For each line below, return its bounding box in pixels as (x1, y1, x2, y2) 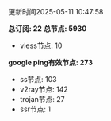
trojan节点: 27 (19, 95, 65, 103)
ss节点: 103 (19, 75, 57, 84)
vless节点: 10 (19, 41, 63, 50)
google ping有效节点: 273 (8, 58, 94, 67)
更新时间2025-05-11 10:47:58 (8, 7, 104, 16)
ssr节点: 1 (19, 104, 52, 114)
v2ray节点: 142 (19, 84, 69, 94)
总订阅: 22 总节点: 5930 (8, 24, 87, 33)
